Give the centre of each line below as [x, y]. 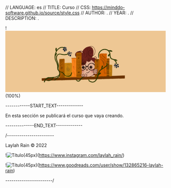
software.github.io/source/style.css [42, 13]
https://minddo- [108, 7]
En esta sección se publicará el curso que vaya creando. [65, 115]
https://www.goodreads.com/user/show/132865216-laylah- [101, 165]
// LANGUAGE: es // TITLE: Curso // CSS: [48, 7]
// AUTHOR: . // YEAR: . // [107, 13]
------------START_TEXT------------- [44, 105]
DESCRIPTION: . [22, 18]
